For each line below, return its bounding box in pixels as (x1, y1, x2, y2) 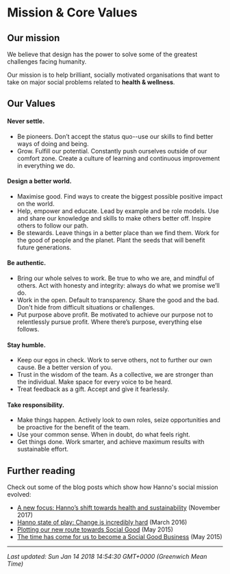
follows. (16, 325, 40, 333)
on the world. (16, 199, 55, 208)
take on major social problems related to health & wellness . (7, 78, 175, 86)
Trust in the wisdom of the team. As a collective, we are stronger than (16, 371, 214, 379)
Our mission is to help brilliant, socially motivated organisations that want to (7, 71, 220, 79)
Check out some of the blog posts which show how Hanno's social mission (7, 483, 218, 491)
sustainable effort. (16, 445, 69, 453)
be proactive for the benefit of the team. (16, 423, 131, 432)
